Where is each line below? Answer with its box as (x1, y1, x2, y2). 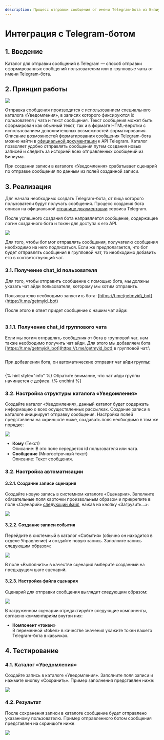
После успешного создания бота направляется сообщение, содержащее (5, 215, 158, 221)
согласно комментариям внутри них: (5, 613, 83, 618)
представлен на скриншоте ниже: (5, 720, 76, 726)
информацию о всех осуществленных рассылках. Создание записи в (5, 406, 150, 412)
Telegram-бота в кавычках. (12, 633, 69, 638)
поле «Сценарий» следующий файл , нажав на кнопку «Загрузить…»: (5, 501, 149, 508)
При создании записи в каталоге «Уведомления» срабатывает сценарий (5, 163, 157, 169)
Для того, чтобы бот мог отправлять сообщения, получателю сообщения (5, 239, 158, 245)
